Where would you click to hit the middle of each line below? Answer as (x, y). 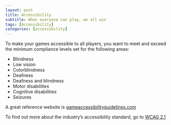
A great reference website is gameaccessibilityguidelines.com (71, 107)
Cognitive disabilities (35, 92)
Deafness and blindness (38, 81)
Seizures (22, 97)
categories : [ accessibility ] (36, 29)
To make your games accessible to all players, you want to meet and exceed (86, 44)
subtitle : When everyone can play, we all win (56, 19)
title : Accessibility (28, 15)
